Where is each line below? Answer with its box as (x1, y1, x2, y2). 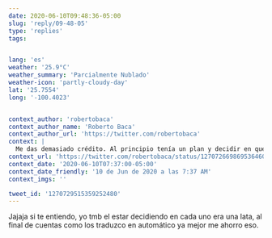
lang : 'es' (8, 56, 45, 65)
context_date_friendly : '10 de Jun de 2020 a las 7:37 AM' (8, 167, 212, 176)
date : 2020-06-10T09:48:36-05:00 (8, 11, 121, 20)
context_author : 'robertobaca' (8, 115, 114, 123)
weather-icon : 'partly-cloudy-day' (8, 78, 129, 86)
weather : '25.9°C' (8, 64, 70, 72)
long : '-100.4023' (8, 94, 70, 102)
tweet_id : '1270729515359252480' (8, 190, 121, 198)
